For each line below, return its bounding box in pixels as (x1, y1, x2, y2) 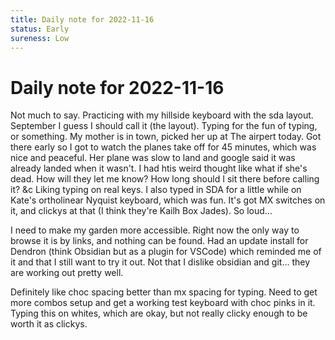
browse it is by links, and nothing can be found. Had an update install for (10, 235, 309, 247)
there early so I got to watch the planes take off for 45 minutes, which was (10, 141, 317, 153)
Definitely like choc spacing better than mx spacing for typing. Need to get (10, 286, 318, 298)
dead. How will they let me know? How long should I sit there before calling (10, 173, 320, 185)
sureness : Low (10, 33, 70, 43)
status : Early (10, 24, 70, 34)
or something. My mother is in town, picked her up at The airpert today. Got (10, 131, 322, 143)
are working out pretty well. (10, 267, 124, 279)
